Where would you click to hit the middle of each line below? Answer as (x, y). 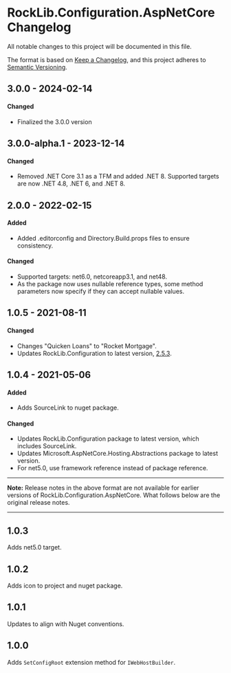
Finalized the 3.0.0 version (54, 121)
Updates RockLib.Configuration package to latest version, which (108, 439)
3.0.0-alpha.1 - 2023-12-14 (66, 143)
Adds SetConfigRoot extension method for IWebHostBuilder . (91, 662)
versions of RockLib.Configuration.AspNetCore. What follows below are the (114, 495)
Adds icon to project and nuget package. (65, 585)
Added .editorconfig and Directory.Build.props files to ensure (103, 238)
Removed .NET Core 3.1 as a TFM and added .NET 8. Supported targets (118, 177)
